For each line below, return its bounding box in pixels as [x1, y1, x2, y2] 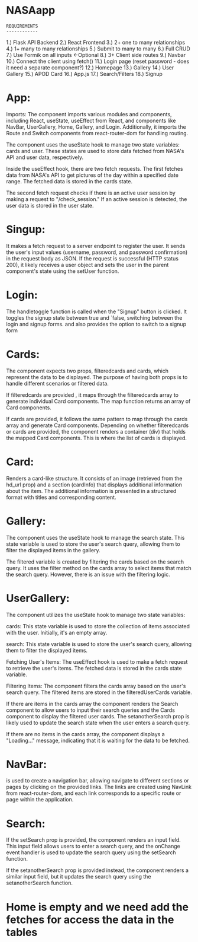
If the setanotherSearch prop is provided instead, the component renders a [6, 867, 189, 874]
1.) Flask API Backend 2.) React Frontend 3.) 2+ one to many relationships [6, 39, 185, 46]
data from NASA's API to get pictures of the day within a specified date [6, 171, 179, 179]
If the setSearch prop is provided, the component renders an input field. [6, 836, 181, 844]
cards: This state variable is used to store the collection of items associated [6, 622, 190, 629]
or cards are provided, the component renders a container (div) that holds [6, 428, 186, 435]
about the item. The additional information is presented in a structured [6, 487, 177, 494]
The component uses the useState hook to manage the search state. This [6, 534, 185, 541]
